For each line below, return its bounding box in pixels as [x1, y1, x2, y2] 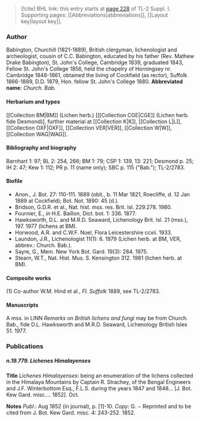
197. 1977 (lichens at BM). [14, 222, 78, 230]
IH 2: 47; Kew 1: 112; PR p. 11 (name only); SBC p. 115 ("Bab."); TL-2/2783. [6, 164, 185, 171]
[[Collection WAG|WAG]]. [6, 130, 68, 138]
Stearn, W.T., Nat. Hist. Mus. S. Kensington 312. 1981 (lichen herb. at [14, 254, 182, 261]
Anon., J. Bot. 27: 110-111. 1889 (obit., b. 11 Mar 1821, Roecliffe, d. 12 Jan [14, 191, 190, 198]
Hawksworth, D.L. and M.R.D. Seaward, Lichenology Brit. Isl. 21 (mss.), [14, 216, 188, 223]
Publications [6, 342, 44, 350]
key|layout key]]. [20, 18, 62, 25]
